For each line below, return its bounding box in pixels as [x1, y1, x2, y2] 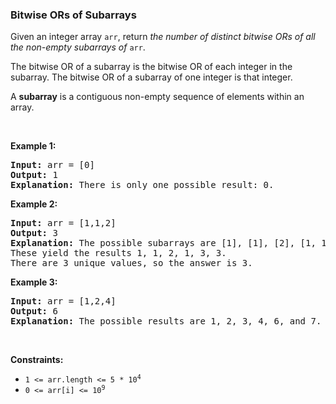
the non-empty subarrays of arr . [10, 41, 146, 53]
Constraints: [10, 354, 64, 366]
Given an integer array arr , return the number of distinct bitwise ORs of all [10, 31, 316, 43]
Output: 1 [10, 169, 58, 181]
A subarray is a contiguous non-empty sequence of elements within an [10, 91, 305, 103]
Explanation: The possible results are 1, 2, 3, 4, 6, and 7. [10, 316, 322, 327]
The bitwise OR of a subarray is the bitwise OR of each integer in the [10, 61, 293, 73]
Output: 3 [10, 228, 58, 239]
